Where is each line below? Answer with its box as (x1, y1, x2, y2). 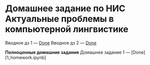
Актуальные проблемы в (5, 13, 114, 24)
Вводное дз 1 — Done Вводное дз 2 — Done (5, 40, 97, 45)
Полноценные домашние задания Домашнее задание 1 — (5, 49, 130, 55)
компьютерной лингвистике (5, 24, 129, 35)
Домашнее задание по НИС (5, 3, 126, 14)
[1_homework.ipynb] (5, 54, 46, 60)
